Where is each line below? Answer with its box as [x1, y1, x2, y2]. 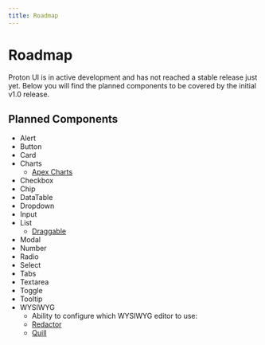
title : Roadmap [8, 11, 59, 20]
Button [19, 142, 42, 151]
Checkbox [19, 176, 54, 186]
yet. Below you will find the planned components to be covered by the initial [8, 80, 257, 90]
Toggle [19, 286, 43, 296]
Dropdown [19, 201, 55, 211]
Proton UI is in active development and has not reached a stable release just [8, 73, 258, 82]
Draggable [31, 226, 66, 236]
